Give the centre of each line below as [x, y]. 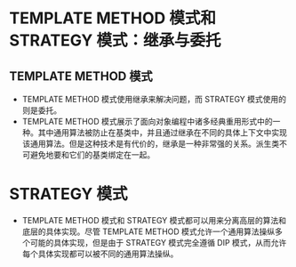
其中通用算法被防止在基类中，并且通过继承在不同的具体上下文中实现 [162, 133]
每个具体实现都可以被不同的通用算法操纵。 [100, 254]
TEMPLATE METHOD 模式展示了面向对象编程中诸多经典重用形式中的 [147, 121]
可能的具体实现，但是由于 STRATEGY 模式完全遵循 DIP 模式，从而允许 [158, 242]
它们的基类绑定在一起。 [112, 155]
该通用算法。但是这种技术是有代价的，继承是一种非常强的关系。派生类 [151, 144]
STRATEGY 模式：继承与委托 [115, 40]
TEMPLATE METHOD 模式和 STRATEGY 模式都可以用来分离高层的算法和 [154, 220]
